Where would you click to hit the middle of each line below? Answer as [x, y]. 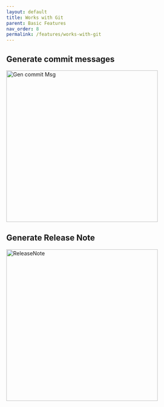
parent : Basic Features [36, 23]
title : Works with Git [35, 18]
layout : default [27, 12]
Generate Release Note [51, 238]
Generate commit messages [61, 59]
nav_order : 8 [23, 29]
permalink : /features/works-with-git [54, 35]
